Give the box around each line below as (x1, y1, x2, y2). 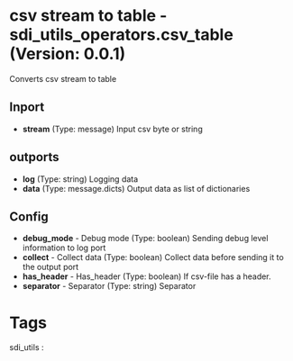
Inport (9, 100, 45, 115)
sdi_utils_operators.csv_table (9, 24, 234, 45)
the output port (22, 262, 79, 273)
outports (9, 149, 60, 165)
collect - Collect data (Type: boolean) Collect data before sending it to (22, 252, 284, 263)
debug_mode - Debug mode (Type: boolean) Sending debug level (22, 233, 269, 244)
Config (9, 209, 49, 224)
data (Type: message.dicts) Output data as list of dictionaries (22, 183, 251, 194)
